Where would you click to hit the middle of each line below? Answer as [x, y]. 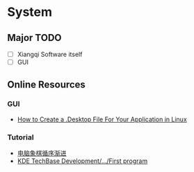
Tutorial [21, 137]
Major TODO [34, 38]
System [30, 12]
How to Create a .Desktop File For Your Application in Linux [102, 119]
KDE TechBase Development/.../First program [82, 161]
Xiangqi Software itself [50, 54]
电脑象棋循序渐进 [42, 153]
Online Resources [46, 84]
